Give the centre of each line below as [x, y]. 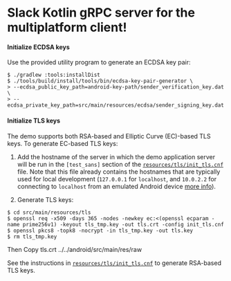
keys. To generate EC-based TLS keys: [63, 143]
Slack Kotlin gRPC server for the [101, 13]
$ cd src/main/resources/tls [49, 212]
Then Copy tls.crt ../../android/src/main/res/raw [75, 249]
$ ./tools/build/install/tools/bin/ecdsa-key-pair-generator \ [100, 81]
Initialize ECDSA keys [39, 47]
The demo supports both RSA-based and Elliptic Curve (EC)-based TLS [109, 136]
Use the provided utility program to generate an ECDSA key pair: [99, 62]
